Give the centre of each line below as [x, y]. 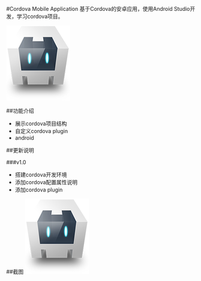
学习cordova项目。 [40, 16]
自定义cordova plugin [41, 131]
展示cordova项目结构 [41, 123]
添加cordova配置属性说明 [46, 182]
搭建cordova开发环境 [41, 174]
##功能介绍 [20, 111]
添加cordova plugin [39, 190]
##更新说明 [20, 150]
